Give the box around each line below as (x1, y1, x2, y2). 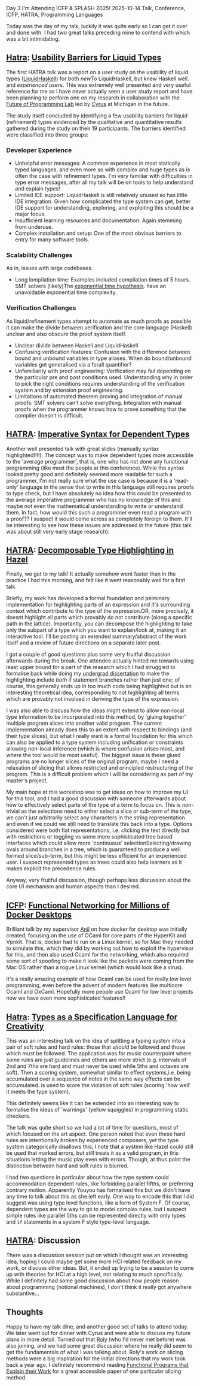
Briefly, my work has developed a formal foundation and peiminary (6, 595, 170, 602)
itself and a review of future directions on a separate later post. (6, 639, 161, 646)
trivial (6, 807, 20, 815)
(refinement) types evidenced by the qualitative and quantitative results (6, 118, 182, 125)
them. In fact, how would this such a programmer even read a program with (6, 509, 192, 516)
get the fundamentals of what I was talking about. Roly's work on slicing (6, 1348, 183, 1355)
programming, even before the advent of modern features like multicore (6, 982, 183, 989)
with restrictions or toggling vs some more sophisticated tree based (6, 833, 173, 840)
